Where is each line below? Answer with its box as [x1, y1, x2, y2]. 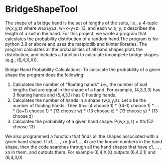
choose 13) [12, 123, 35, 130]
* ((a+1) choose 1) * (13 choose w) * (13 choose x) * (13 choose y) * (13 [12, 108, 158, 114]
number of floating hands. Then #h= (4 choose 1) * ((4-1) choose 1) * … [12, 102, 160, 108]
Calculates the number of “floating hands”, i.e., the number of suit [12, 81, 148, 87]
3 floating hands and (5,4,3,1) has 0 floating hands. [12, 92, 117, 98]
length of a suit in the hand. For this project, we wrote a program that [5, 30, 147, 36]
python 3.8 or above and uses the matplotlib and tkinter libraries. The [5, 41, 147, 47]
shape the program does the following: [5, 72, 85, 78]
